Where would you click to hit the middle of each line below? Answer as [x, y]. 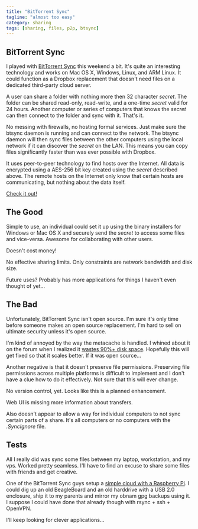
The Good [25, 212]
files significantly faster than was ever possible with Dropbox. [81, 152]
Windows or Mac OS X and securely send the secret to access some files [95, 233]
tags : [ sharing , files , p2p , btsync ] [53, 28]
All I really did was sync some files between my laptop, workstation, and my [98, 459]
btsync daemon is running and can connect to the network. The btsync [92, 133]
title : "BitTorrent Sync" [38, 12]
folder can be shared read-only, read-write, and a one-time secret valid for [97, 103]
